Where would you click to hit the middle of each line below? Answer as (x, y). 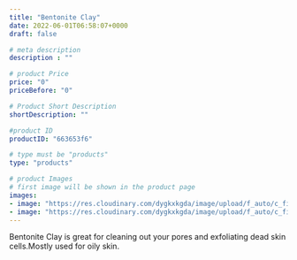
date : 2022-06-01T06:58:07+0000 (69, 26)
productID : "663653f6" (51, 139)
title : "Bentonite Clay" (55, 17)
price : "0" (29, 82)
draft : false (33, 34)
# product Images (41, 179)
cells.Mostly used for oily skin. (65, 246)
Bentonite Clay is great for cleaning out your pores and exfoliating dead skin (148, 237)
